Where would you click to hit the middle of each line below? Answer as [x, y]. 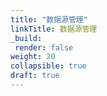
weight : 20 [33, 57]
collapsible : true [48, 66]
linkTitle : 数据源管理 [54, 29]
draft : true [35, 76]
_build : [26, 38]
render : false [44, 47]
